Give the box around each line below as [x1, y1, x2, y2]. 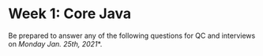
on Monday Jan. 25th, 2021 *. [8, 39, 103, 48]
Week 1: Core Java [8, 5, 132, 23]
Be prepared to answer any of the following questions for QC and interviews [8, 31, 256, 40]
